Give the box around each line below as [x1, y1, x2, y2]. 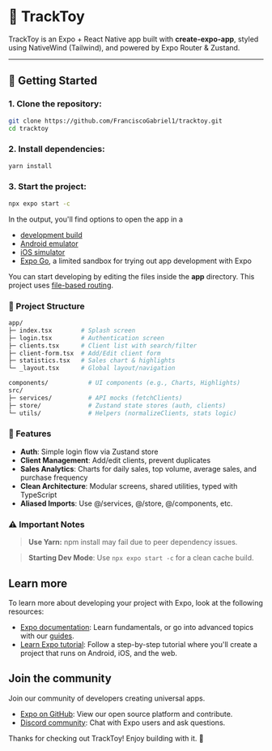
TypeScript [19, 490, 57, 499]
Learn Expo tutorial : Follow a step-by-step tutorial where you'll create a [19, 639, 257, 649]
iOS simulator [19, 247, 66, 257]
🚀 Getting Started [8, 74, 98, 88]
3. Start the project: [8, 181, 87, 192]
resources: [8, 606, 45, 616]
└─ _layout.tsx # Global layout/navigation [8, 365, 176, 373]
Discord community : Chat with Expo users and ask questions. [19, 718, 226, 727]
